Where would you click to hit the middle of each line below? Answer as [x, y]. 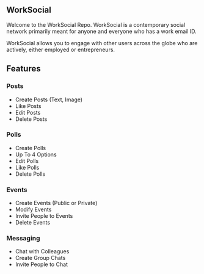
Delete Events [33, 223]
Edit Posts [28, 112]
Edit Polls [27, 160]
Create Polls [31, 148]
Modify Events [33, 209]
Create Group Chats [40, 258]
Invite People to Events [44, 216]
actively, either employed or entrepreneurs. [60, 49]
